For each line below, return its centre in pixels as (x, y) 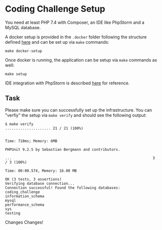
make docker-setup (24, 51)
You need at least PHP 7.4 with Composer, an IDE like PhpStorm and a (75, 22)
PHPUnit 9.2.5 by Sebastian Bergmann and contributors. (63, 149)
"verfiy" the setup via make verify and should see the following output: (76, 115)
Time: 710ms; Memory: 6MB (31, 141)
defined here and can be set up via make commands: (57, 42)
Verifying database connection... (40, 183)
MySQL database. (23, 27)
